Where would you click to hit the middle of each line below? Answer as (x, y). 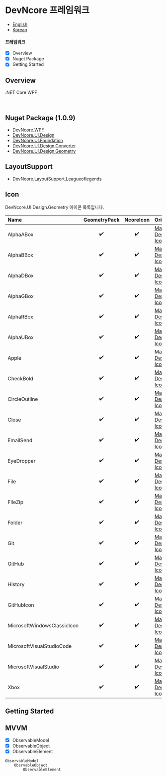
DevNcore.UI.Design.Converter (44, 146)
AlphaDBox (21, 275)
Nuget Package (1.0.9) (40, 118)
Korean (20, 29)
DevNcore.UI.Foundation (38, 140)
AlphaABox (21, 234)
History (16, 584)
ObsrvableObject (31, 765)
